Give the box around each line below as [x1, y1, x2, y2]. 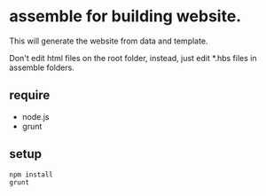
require [9, 88, 51, 103]
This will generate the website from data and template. [9, 35, 208, 46]
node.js [21, 111, 51, 122]
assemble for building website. [9, 6, 242, 27]
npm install [9, 170, 53, 179]
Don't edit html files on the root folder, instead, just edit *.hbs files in [9, 52, 257, 63]
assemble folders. [9, 62, 75, 73]
